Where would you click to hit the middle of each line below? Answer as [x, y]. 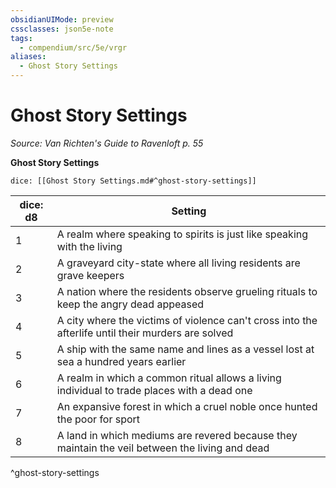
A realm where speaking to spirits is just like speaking [182, 234]
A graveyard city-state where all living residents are [178, 263]
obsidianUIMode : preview [62, 19]
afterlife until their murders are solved [145, 333]
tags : [21, 38]
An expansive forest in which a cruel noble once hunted [187, 406]
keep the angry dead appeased [130, 304]
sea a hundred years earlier [121, 361]
